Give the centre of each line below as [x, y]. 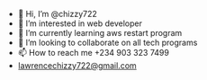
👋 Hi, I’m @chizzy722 [57, 14]
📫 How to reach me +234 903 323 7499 [93, 53]
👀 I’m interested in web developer [80, 23]
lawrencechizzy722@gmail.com [77, 66]
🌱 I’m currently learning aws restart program [100, 33]
